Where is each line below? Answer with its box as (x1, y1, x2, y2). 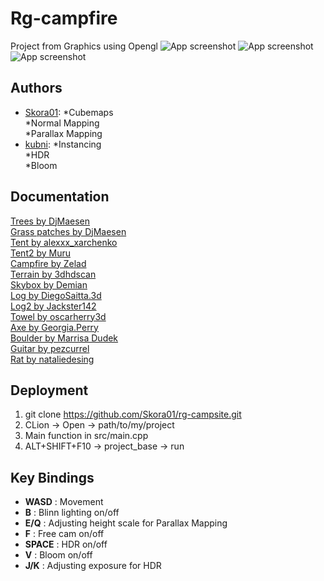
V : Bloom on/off (24, 549, 93, 561)
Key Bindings (10, 469, 95, 486)
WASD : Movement (24, 496, 104, 508)
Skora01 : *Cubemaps (24, 106, 114, 118)
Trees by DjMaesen (10, 215, 91, 227)
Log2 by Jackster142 (10, 300, 97, 312)
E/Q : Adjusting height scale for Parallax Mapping (24, 517, 228, 529)
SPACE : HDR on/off (24, 538, 108, 551)
